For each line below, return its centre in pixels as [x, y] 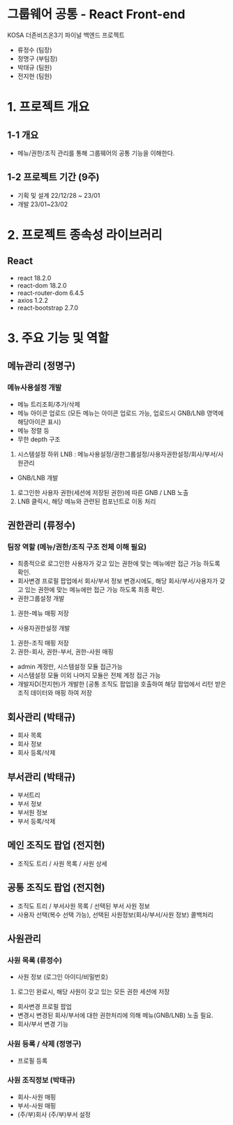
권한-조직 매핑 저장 [43, 643]
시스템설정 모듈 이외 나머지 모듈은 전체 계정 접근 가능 [89, 675]
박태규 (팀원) [35, 67]
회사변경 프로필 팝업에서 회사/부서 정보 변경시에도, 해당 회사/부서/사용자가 [118, 581]
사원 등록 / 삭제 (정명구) [44, 1044]
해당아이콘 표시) [39, 422]
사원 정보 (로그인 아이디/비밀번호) [63, 977]
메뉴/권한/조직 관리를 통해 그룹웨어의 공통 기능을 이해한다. [96, 153]
